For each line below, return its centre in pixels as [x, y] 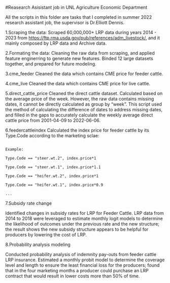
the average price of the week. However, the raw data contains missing [80, 99]
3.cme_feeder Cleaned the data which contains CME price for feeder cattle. [84, 74]
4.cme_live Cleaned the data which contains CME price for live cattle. [78, 84]
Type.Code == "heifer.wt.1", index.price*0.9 [54, 185]
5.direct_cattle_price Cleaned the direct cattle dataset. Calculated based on [84, 93]
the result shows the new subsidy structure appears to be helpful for [77, 229]
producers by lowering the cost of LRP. [46, 235]
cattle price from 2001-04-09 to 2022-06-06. [53, 120]
